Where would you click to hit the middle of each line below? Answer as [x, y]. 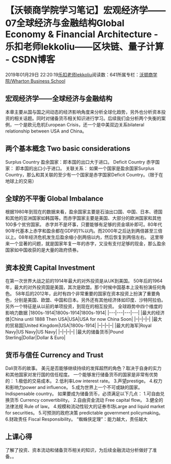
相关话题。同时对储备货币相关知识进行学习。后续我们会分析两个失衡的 [88, 118]
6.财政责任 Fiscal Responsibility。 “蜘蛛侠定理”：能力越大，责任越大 [76, 419]
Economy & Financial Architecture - [82, 34]
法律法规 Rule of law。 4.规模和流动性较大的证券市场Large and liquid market [85, 406]
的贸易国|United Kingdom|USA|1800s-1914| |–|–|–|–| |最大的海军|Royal [78, 326]
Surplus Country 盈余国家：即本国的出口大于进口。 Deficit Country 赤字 [80, 162]
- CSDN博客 [30, 60]
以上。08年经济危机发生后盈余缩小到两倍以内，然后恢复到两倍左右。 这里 [82, 237]
